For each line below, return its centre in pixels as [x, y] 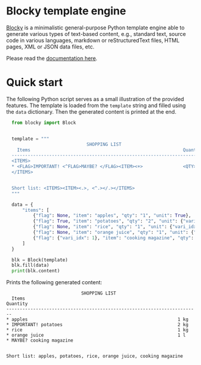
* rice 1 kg [97, 330]
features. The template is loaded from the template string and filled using [96, 105]
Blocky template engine [66, 11]
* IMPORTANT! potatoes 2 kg [97, 325]
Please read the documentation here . [52, 58]
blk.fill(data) [31, 265]
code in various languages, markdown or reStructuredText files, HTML [93, 40]
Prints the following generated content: [54, 282]
